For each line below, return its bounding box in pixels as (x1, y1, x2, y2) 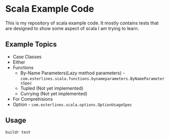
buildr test (5, 129, 31, 135)
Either (12, 59, 26, 65)
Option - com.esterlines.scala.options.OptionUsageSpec (12, 101, 133, 107)
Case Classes (12, 53, 42, 60)
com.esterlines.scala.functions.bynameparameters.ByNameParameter (20, 76, 165, 81)
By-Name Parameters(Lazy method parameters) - (20, 70, 125, 76)
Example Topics (5, 40, 57, 49)
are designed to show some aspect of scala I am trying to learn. (5, 25, 139, 31)
